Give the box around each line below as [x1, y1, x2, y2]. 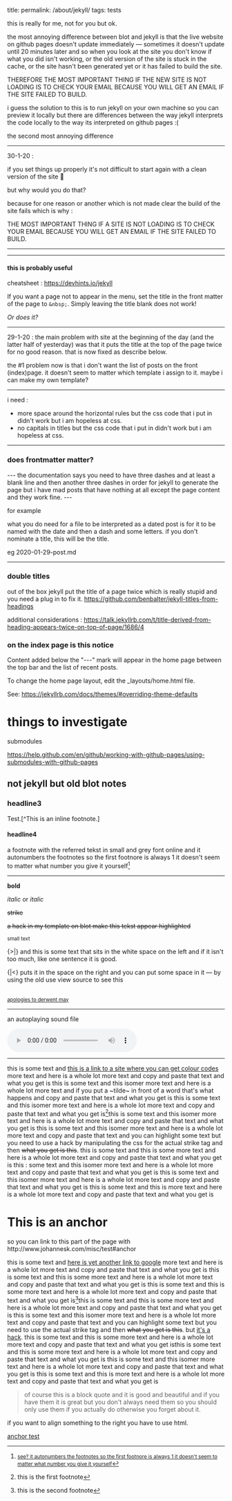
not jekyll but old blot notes [7, 778, 127, 790]
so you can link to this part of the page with [7, 1237, 131, 1246]
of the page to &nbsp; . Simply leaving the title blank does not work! [7, 300, 197, 308]
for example [7, 506, 41, 514]
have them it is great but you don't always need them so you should [23, 1398, 217, 1406]
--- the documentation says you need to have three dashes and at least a [7, 471, 215, 479]
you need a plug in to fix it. [7, 595, 83, 603]
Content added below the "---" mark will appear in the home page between [7, 656, 222, 664]
